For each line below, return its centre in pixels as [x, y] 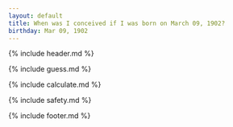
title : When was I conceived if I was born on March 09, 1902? [117, 23]
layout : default [35, 16]
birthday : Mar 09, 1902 [48, 31]
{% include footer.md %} [50, 116]
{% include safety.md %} [50, 100]
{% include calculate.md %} [55, 84]
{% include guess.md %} [50, 69]
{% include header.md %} [51, 54]
